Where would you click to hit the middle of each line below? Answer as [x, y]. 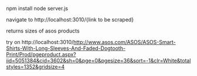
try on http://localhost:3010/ [40, 42]
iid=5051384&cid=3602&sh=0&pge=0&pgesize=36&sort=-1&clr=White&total [98, 61]
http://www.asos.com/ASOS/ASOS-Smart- [124, 42]
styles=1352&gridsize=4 [35, 67]
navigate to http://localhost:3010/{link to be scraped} [70, 19]
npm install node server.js [37, 8]
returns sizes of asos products [43, 31]
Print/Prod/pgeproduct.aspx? [41, 54]
